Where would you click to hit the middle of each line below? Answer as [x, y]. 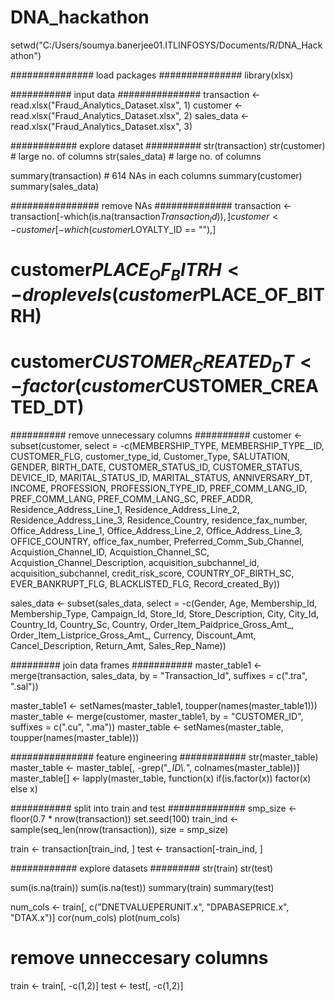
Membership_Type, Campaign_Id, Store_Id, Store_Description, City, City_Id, [165, 614]
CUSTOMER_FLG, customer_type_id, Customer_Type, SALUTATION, [150, 457]
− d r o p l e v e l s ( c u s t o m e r [105, 294]
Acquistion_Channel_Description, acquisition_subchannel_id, [135, 563]
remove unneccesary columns [139, 958]
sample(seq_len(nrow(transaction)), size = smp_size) [119, 830]
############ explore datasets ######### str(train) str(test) [142, 868]
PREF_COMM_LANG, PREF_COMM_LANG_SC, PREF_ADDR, [132, 499]
